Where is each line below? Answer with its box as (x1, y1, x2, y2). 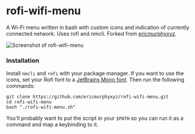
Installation (6, 56, 40, 65)
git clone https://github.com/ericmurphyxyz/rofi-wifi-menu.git (6, 94, 169, 100)
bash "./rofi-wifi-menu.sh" (6, 104, 76, 110)
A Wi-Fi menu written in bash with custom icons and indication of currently (6, 24, 190, 31)
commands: (6, 82, 36, 90)
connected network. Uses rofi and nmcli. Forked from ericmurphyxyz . (6, 30, 177, 37)
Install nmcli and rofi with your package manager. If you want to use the (6, 70, 184, 77)
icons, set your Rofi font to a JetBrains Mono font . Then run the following (6, 76, 185, 84)
